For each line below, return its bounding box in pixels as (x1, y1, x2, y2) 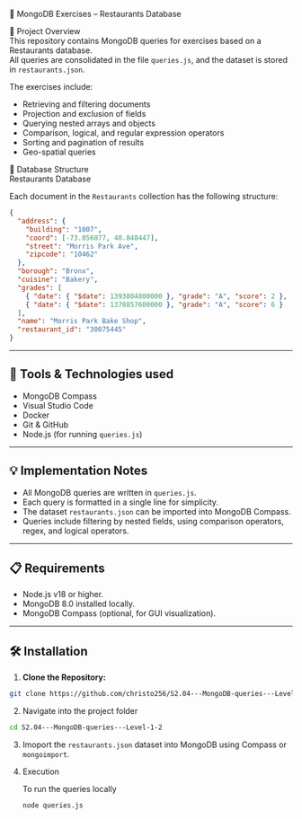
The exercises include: (9, 82, 93, 92)
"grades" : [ (17, 283, 63, 292)
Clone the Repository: (22, 672, 106, 682)
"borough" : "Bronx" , (17, 267, 94, 276)
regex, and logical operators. (22, 525, 129, 536)
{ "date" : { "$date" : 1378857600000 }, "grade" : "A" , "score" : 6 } (25, 300, 284, 309)
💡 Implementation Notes (9, 463, 148, 479)
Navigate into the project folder (22, 706, 138, 717)
